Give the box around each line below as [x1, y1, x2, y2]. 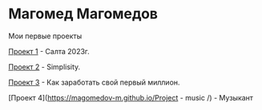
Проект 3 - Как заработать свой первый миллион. [8, 77, 180, 87]
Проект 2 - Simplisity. [8, 61, 81, 72]
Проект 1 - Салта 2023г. [8, 46, 90, 56]
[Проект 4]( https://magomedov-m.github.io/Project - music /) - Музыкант [8, 92, 254, 102]
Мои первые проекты [8, 31, 83, 41]
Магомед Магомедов [8, 5, 159, 23]
